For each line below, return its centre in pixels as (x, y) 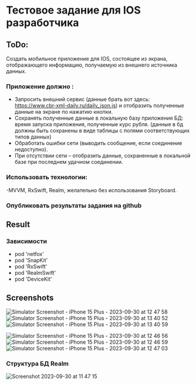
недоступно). (31, 149)
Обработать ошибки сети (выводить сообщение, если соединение (98, 143)
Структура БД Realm (38, 363)
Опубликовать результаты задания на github (74, 205)
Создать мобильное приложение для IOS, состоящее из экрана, (87, 59)
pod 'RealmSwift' (35, 273)
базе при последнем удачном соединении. (69, 162)
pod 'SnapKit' (31, 261)
